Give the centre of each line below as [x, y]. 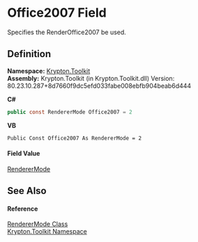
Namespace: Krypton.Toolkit [49, 70]
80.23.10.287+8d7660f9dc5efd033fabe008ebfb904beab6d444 [99, 86]
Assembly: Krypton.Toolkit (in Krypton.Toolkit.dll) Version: [91, 78]
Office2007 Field [57, 13]
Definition [29, 54]
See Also [27, 191]
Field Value [24, 153]
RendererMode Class [38, 224]
